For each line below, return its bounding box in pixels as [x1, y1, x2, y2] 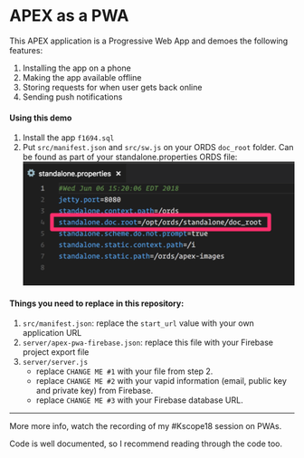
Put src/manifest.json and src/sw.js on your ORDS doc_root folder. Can [22, 142, 294, 153]
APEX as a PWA [9, 5, 129, 26]
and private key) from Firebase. [35, 386, 154, 396]
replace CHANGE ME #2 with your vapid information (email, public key [35, 376, 288, 386]
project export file [22, 347, 90, 358]
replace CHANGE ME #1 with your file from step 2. [35, 366, 214, 377]
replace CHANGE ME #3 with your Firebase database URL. [35, 395, 243, 406]
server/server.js [22, 358, 89, 367]
